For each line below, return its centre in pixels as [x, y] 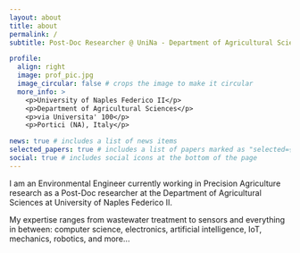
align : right [42, 67]
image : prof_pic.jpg [55, 76]
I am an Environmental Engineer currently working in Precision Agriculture [145, 183]
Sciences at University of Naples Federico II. [91, 202]
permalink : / [33, 34]
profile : [25, 59]
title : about [33, 26]
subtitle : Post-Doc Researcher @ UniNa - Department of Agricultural [142, 42]
